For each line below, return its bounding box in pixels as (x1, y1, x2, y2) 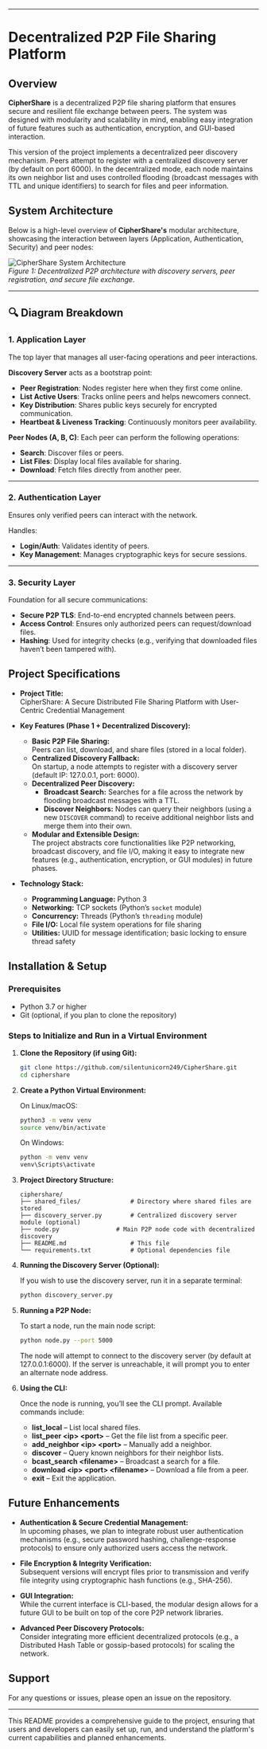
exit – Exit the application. (31, 1473, 117, 1483)
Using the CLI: (19, 1383, 68, 1393)
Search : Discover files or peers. (19, 448, 125, 457)
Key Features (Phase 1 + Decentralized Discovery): (19, 720, 191, 730)
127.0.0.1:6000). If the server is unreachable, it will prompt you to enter (19, 1359, 250, 1369)
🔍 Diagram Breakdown (8, 306, 124, 320)
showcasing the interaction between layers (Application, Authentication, (8, 233, 244, 243)
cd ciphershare (19, 1071, 71, 1079)
